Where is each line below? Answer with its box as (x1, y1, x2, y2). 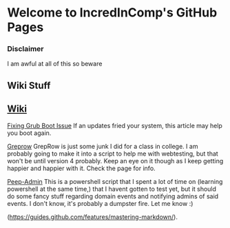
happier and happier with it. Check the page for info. (7, 164, 156, 172)
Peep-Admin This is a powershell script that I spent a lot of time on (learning (7, 177, 223, 185)
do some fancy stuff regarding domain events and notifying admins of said (7, 191, 219, 200)
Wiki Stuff (7, 79, 51, 91)
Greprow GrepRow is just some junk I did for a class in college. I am (7, 142, 198, 150)
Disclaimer (7, 44, 44, 54)
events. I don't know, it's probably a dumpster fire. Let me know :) (7, 199, 194, 207)
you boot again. (7, 129, 52, 137)
